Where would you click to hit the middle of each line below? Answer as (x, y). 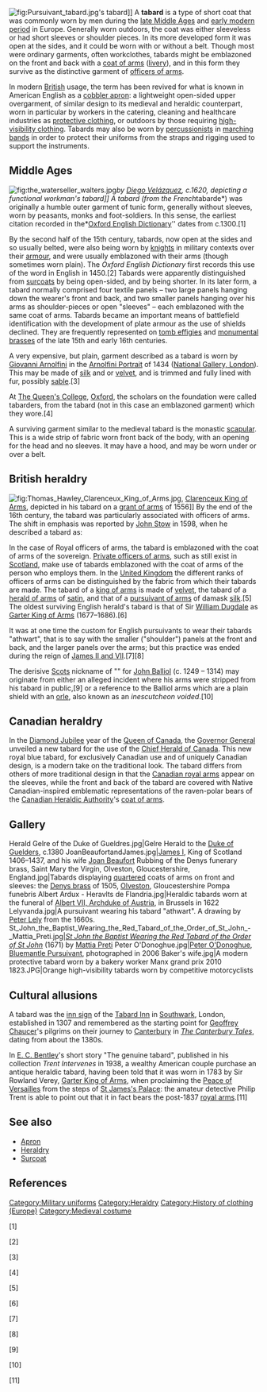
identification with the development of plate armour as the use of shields (128, 323)
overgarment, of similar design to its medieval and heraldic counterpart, (126, 104)
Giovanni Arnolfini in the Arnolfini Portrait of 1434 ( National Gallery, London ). (134, 364)
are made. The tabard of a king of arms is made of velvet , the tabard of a (128, 590)
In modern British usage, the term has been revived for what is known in (126, 87)
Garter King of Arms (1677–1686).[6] (68, 615)
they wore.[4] (31, 413)
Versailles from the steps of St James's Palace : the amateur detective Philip (132, 1089)
